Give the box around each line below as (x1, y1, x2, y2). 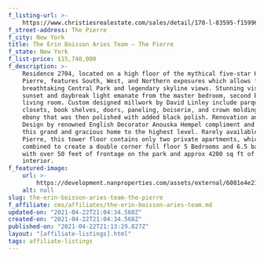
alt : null (22, 186, 55, 194)
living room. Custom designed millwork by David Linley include (22, 99, 237, 107)
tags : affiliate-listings (8, 237, 93, 245)
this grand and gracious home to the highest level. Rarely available (22, 128, 258, 136)
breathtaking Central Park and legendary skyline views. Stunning (22, 84, 244, 92)
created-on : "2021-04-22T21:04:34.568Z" (8, 215, 143, 223)
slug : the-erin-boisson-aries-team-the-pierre (8, 194, 163, 201)
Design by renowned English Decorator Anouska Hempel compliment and (22, 121, 255, 128)
